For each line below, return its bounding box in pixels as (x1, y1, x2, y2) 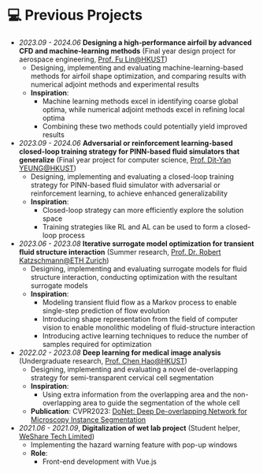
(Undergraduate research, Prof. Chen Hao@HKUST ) (18, 356, 188, 365)
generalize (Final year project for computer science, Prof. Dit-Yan (18, 155, 232, 164)
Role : (30, 448, 48, 457)
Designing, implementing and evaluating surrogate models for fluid (30, 263, 247, 273)
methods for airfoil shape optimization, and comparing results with (30, 71, 246, 80)
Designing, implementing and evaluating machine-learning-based (30, 62, 243, 72)
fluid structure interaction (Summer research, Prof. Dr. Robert (18, 247, 221, 256)
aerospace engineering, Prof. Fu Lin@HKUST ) (18, 54, 169, 64)
